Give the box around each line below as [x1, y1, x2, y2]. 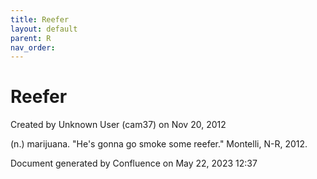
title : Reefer [10, 14, 70, 25]
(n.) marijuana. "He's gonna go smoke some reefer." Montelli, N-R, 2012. [10, 138, 308, 150]
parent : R [10, 33, 52, 43]
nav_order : [10, 42, 56, 53]
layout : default [10, 24, 78, 34]
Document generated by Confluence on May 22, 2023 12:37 [10, 157, 258, 170]
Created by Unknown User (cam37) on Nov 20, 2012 [10, 119, 227, 131]
